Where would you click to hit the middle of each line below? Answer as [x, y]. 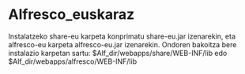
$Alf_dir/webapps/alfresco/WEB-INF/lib [72, 61]
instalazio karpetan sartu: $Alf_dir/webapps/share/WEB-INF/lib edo [118, 53]
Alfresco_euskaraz [72, 15]
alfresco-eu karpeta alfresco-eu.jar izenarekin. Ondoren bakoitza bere [122, 44]
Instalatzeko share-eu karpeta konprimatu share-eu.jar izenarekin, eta [122, 36]
